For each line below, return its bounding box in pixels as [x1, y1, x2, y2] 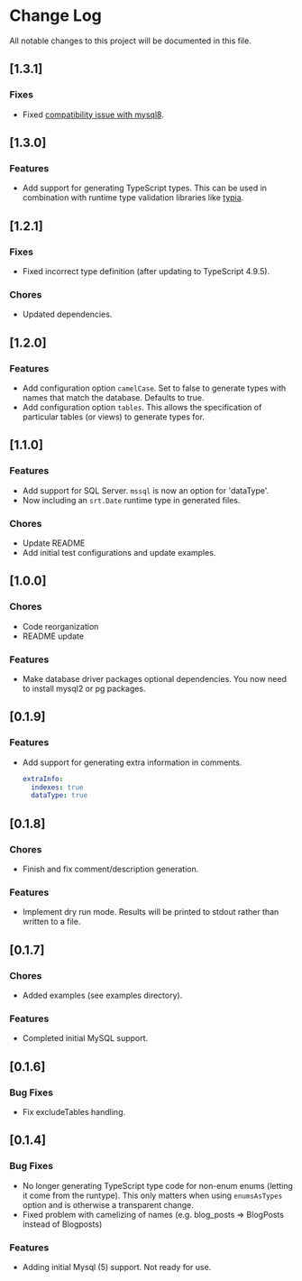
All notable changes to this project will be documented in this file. [9, 35, 252, 46]
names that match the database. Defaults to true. [22, 392, 205, 402]
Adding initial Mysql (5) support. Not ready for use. [22, 1261, 212, 1272]
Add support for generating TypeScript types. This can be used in [22, 182, 268, 194]
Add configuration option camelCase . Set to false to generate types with [22, 382, 287, 393]
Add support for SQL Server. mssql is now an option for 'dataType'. [22, 484, 270, 496]
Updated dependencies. [22, 309, 113, 320]
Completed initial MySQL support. [22, 1033, 149, 1044]
